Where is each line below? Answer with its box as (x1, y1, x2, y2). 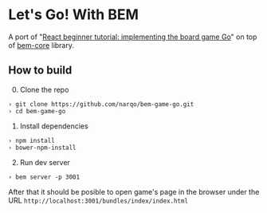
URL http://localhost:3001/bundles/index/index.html (8, 195, 189, 205)
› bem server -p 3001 (8, 173, 80, 181)
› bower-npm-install (8, 144, 77, 152)
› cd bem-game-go (8, 107, 66, 115)
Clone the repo (19, 85, 69, 94)
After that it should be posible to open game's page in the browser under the (8, 187, 260, 196)
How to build (8, 64, 73, 77)
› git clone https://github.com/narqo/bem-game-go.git (8, 100, 194, 108)
